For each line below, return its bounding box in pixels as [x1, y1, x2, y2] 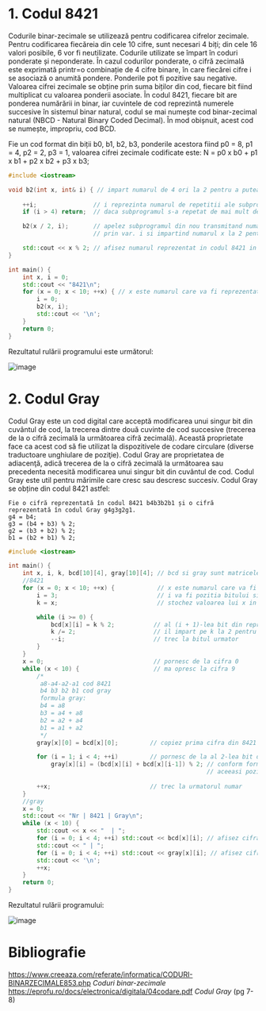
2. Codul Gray [8, 390, 101, 407]
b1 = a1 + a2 [40, 724, 83, 731]
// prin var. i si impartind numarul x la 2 [93, 230, 243, 238]
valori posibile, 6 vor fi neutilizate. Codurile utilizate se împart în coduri [8, 48, 238, 57]
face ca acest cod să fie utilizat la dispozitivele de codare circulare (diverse [8, 442, 254, 451]
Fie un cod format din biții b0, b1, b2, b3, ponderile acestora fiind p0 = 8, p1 [8, 139, 253, 149]
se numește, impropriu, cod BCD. [8, 124, 116, 133]
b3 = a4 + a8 [40, 709, 83, 717]
